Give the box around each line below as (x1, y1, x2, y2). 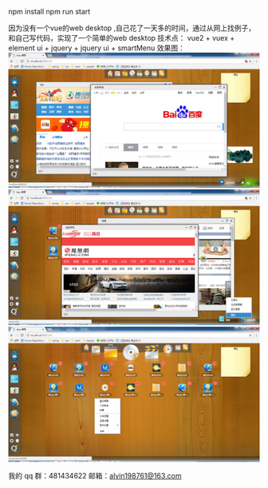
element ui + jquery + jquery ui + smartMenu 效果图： (8, 43, 186, 53)
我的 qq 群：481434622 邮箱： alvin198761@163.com (8, 471, 182, 481)
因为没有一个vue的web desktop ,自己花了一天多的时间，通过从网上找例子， (8, 23, 256, 33)
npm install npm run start (8, 7, 91, 16)
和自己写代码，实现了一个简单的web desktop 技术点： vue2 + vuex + (8, 34, 235, 42)
